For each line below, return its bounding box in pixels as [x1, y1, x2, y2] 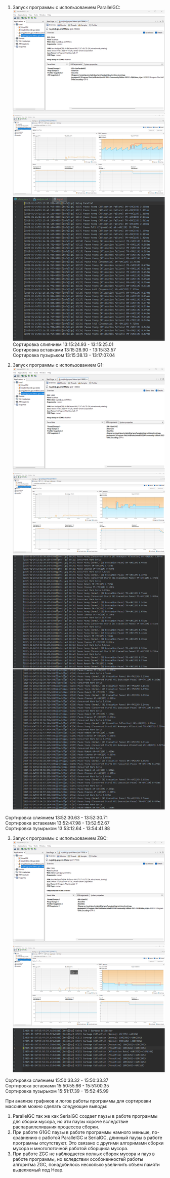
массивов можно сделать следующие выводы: [5, 1103, 108, 1109]
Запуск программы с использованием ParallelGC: [12, 5, 120, 10]
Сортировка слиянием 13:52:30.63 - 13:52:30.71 [5, 814, 108, 820]
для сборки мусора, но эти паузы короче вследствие [12, 1118, 129, 1124]
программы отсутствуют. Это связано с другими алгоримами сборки [12, 1140, 164, 1146]
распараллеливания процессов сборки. [12, 1124, 100, 1130]
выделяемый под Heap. [12, 1167, 64, 1173]
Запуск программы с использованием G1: [12, 362, 104, 368]
